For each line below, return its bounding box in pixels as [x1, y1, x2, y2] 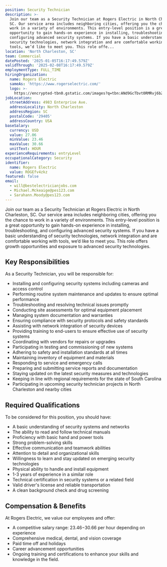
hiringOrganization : [5, 72, 48, 77]
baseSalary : [5, 123, 30, 128]
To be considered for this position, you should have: [5, 414, 112, 420]
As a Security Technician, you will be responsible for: [5, 271, 114, 277]
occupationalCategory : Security [5, 155, 72, 160]
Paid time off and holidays [12, 541, 66, 547]
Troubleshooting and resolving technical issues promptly [12, 302, 129, 308]
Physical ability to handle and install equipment [12, 466, 109, 472]
